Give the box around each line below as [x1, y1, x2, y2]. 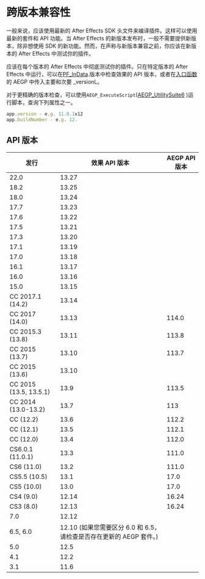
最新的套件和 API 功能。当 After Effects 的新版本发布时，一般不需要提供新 [6, 34, 192, 42]
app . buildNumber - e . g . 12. [6, 117, 78, 123]
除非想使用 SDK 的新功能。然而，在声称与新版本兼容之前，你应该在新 [16, 42, 192, 49]
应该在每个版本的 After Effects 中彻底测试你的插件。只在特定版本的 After [6, 62, 189, 70]
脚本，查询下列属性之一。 [11, 98, 76, 106]
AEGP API [167, 153, 196, 162]
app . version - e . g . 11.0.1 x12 [6, 111, 84, 117]
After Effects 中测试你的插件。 [18, 49, 95, 57]
